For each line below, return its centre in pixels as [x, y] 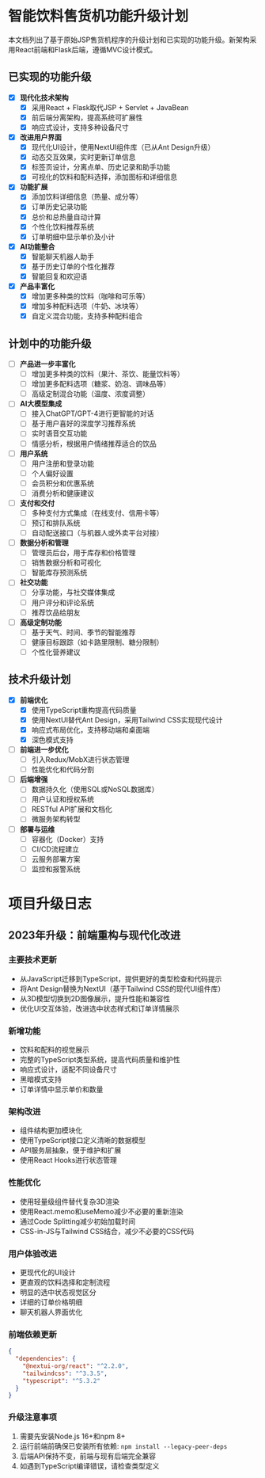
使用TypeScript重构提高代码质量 [84, 710]
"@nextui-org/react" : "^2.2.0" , [76, 1366]
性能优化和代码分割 [63, 770]
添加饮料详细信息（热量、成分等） [87, 197]
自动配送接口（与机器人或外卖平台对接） [97, 533]
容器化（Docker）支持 [68, 839]
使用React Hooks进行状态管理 [68, 1160]
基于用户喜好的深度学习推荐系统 [83, 424]
